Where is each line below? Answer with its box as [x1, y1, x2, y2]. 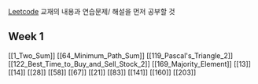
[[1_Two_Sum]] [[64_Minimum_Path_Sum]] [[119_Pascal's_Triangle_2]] [8, 50, 234, 60]
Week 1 [8, 30, 44, 43]
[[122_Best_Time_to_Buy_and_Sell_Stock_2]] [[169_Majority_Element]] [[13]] [8, 59, 252, 68]
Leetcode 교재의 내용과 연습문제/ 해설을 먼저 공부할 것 [8, 7, 175, 16]
